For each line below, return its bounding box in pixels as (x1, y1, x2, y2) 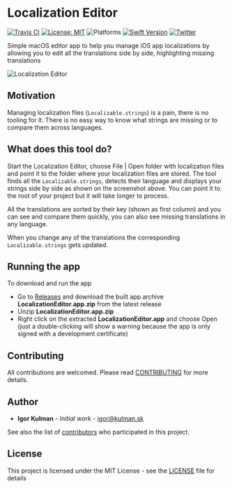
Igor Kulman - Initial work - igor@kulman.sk (17, 414, 144, 423)
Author (7, 395, 38, 408)
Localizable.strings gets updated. (7, 240, 108, 249)
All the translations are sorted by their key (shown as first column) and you (7, 205, 222, 213)
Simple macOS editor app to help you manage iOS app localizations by (7, 41, 210, 49)
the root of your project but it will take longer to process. (7, 191, 169, 200)
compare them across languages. (7, 123, 104, 132)
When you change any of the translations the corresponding (7, 233, 180, 242)
